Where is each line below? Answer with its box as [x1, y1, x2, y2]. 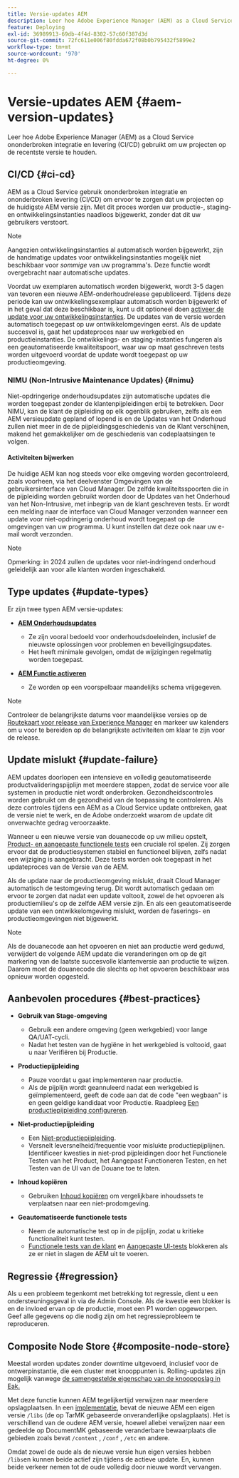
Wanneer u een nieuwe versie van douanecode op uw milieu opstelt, [7, 832, 208, 840]
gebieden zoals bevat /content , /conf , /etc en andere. [7, 1434, 171, 1442]
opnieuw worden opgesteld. [7, 972, 90, 981]
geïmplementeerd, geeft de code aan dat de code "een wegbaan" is [28, 1091, 228, 1099]
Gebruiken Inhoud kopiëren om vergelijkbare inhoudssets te [28, 1192, 204, 1201]
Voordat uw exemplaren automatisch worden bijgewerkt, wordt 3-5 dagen [7, 282, 224, 290]
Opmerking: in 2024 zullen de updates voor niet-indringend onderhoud [7, 558, 216, 566]
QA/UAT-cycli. [28, 1033, 70, 1041]
